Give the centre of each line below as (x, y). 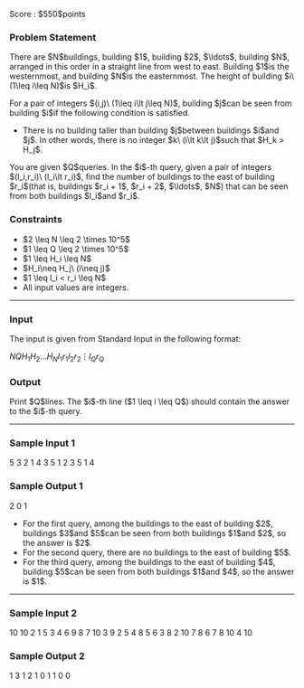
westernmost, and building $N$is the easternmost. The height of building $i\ (152, 76)
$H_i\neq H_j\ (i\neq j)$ (66, 268)
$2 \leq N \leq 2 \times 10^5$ (76, 239)
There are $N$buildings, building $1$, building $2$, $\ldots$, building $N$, (149, 57)
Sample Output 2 (47, 655)
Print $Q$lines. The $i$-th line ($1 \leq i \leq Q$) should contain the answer (150, 401)
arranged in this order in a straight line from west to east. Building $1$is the (149, 67)
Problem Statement (53, 37)
